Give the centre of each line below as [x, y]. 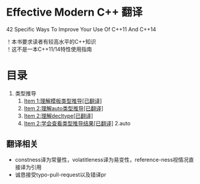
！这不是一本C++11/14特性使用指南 [49, 49]
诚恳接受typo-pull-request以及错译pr [61, 174]
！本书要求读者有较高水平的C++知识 [51, 41]
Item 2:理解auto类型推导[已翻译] [64, 108]
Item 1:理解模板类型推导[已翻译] [63, 101]
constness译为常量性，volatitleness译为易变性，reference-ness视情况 [102, 159]
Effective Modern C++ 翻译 [74, 12]
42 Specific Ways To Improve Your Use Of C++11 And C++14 [81, 29]
